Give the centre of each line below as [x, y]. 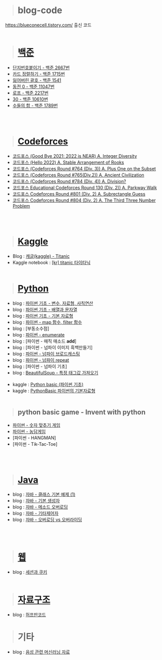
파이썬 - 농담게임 [29, 431]
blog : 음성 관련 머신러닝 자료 [41, 652]
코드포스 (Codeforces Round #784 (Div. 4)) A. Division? [69, 181]
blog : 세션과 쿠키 [30, 572]
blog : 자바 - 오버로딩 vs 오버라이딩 [47, 520]
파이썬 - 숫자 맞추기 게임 [36, 425]
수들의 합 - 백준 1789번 [35, 105]
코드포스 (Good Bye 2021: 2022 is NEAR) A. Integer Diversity [75, 156]
